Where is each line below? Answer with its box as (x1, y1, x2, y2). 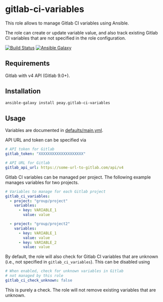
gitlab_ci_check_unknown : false (5, 278, 72, 283)
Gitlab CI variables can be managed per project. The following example (5, 174, 151, 180)
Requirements (5, 59, 50, 68)
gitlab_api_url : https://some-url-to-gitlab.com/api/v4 (5, 165, 124, 170)
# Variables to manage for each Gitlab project (5, 189, 106, 194)
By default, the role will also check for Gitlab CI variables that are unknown (5, 253, 159, 259)
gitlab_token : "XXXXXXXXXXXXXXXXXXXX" (5, 151, 86, 156)
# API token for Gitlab (5, 146, 55, 152)
